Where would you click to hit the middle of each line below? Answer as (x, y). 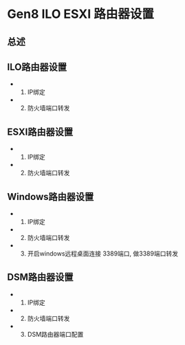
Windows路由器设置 (51, 197)
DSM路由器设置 (40, 277)
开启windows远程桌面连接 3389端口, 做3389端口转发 (103, 254)
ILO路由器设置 (37, 67)
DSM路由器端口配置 (55, 334)
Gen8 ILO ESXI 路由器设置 (81, 14)
